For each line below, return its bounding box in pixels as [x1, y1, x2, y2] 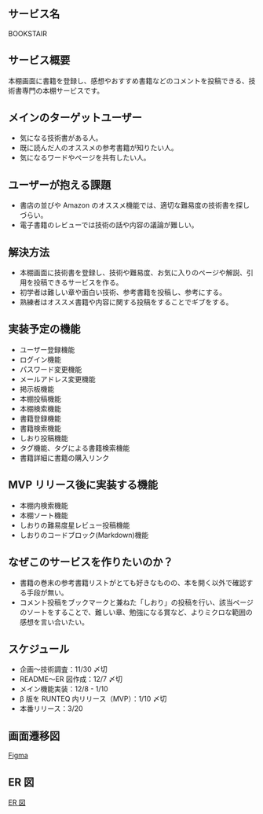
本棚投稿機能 [19, 394, 61, 403]
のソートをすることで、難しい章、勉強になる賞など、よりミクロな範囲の [19, 607, 253, 617]
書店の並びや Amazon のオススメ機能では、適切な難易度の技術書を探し [19, 201, 250, 210]
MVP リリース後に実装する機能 [8, 478, 159, 492]
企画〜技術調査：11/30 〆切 [19, 665, 108, 674]
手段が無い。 [26, 587, 68, 597]
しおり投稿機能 [19, 433, 68, 443]
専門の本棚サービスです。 [21, 86, 104, 95]
